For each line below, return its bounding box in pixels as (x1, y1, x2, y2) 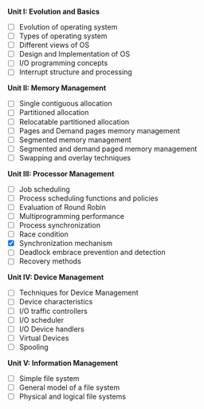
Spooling (18, 342, 49, 351)
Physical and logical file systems (18, 391, 127, 401)
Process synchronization (18, 220, 101, 230)
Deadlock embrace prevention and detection (18, 248, 166, 257)
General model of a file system (18, 383, 120, 392)
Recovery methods (18, 256, 81, 266)
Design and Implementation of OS (18, 50, 131, 59)
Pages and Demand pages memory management (18, 125, 180, 135)
